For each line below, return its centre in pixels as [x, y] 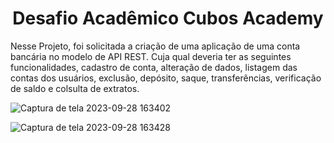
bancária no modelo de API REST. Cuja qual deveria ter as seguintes [151, 56]
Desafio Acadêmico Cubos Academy [168, 18]
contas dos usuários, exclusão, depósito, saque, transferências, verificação [166, 78]
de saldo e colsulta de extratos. [75, 88]
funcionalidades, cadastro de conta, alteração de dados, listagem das [154, 67]
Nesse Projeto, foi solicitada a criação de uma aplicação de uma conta [155, 46]
